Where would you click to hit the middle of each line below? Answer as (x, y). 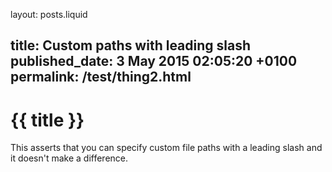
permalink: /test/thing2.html (101, 77)
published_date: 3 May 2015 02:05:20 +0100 (154, 61)
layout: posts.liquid (49, 14)
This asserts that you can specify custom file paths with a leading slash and (166, 148)
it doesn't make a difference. (69, 158)
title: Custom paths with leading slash (131, 45)
